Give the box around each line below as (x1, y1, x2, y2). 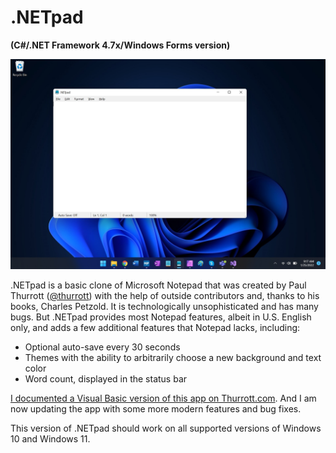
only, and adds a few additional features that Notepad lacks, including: (10, 321, 301, 333)
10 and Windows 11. (10, 432, 91, 445)
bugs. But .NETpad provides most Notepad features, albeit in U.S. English (10, 311, 312, 323)
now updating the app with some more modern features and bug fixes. (10, 402, 302, 415)
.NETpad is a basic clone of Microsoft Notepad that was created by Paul (10, 279, 307, 291)
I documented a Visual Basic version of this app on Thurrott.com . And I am (10, 392, 317, 404)
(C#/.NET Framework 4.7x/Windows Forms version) (10, 39, 231, 51)
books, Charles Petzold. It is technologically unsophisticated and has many (10, 300, 319, 312)
